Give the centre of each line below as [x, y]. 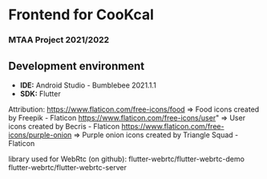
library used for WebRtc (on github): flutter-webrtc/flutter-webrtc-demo [126, 159]
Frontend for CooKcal [81, 15]
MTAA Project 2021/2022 [59, 40]
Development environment [77, 66]
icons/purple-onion [40, 135]
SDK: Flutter [40, 93]
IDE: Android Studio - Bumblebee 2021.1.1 [88, 85]
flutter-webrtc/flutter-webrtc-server [67, 167]
